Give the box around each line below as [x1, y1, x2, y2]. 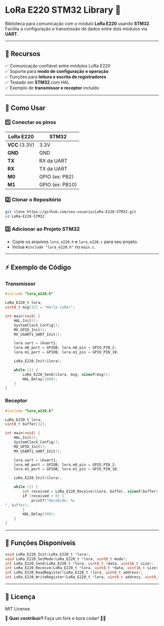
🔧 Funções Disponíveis [5, 539, 76, 547]
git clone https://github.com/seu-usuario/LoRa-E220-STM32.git [5, 209, 137, 214]
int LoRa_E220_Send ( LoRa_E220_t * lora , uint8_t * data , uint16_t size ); [5, 561, 154, 566]
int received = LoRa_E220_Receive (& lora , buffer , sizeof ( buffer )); [22, 489, 163, 494]
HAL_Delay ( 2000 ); [22, 376, 58, 381]
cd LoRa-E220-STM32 [5, 214, 45, 219]
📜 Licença [5, 593, 36, 601]
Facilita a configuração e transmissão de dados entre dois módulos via [5, 25, 147, 31]
